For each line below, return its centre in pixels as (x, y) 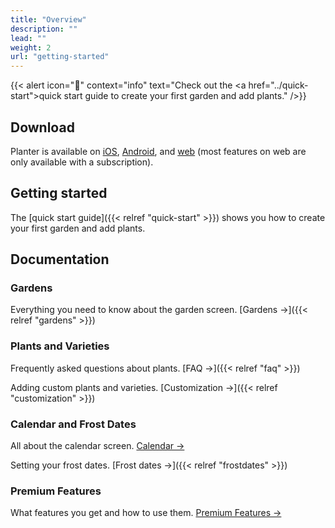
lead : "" (28, 38)
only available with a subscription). (82, 162)
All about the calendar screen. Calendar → (97, 446)
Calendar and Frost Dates (73, 424)
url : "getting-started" (60, 57)
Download (42, 127)
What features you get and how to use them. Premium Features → (146, 513)
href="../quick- (278, 85)
